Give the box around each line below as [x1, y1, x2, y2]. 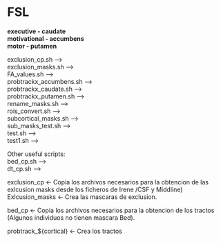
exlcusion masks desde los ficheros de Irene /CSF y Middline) [7, 185, 183, 193]
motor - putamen [7, 42, 57, 50]
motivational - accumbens [7, 34, 84, 42]
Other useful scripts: [7, 150, 66, 158]
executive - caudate [7, 27, 66, 35]
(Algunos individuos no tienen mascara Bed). [7, 213, 135, 222]
